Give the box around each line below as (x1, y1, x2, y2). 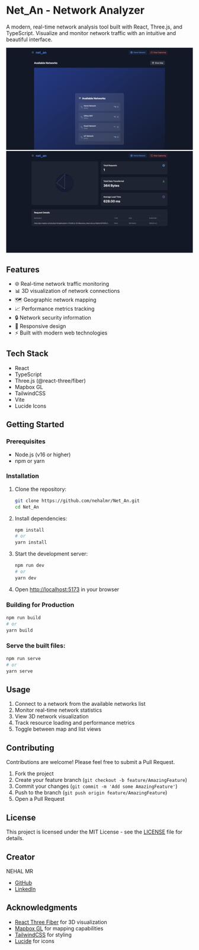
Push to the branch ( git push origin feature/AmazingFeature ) (14, 789, 168, 796)
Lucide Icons (14, 402, 46, 409)
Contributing (6, 743, 54, 753)
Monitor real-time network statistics (14, 706, 102, 714)
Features (6, 264, 40, 274)
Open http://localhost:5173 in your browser (14, 586, 120, 593)
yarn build (6, 627, 33, 633)
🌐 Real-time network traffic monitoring (14, 280, 110, 288)
